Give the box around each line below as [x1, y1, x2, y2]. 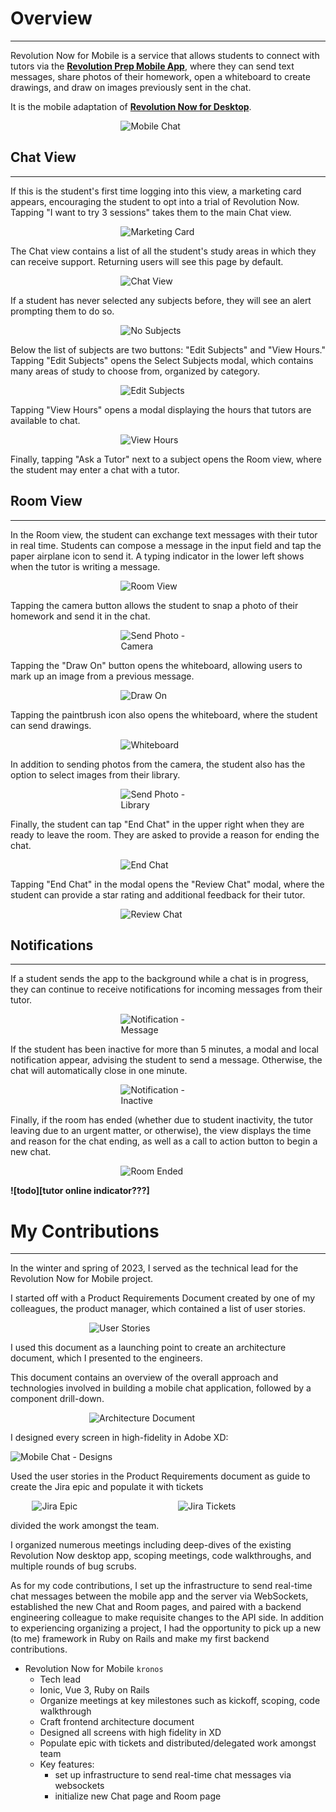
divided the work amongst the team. [10, 1520, 160, 1532]
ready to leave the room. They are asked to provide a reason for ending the [10, 828, 320, 841]
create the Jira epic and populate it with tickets [10, 1481, 204, 1493]
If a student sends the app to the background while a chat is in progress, [10, 973, 309, 985]
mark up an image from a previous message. [10, 670, 195, 682]
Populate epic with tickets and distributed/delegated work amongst [39, 1737, 317, 1749]
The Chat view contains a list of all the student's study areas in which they [10, 245, 317, 257]
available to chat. [10, 414, 81, 426]
